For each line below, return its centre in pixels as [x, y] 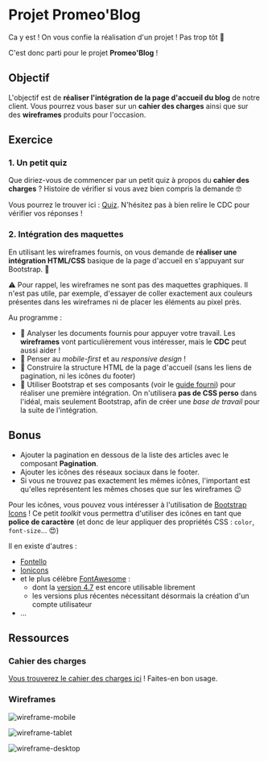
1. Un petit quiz [38, 163]
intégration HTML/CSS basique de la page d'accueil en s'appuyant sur [126, 260]
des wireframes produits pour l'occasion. [77, 114]
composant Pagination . [59, 463]
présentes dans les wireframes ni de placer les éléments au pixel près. [125, 302]
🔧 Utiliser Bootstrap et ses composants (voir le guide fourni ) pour [128, 384]
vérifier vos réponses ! [45, 213]
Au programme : [35, 317]
